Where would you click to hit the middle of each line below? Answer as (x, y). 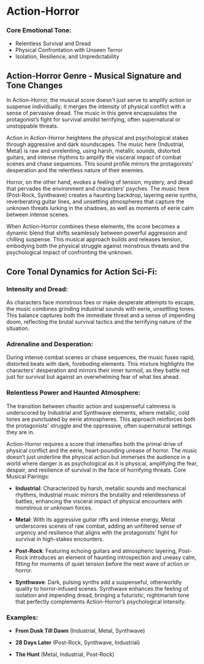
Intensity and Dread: (37, 289)
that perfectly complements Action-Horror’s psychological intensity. (100, 601)
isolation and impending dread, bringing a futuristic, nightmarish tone (102, 595)
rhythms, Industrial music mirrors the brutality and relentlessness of (100, 494)
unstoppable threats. (32, 126)
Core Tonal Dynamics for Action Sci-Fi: (82, 272)
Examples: (22, 617)
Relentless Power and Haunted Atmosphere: (73, 393)
